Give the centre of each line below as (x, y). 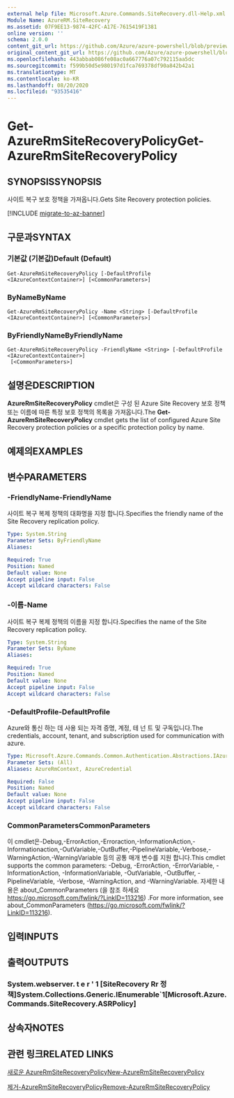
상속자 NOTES (36, 1028)
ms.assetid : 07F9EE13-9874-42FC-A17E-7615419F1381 (82, 27)
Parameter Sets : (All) (40, 763)
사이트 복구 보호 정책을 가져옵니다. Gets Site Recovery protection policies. (109, 199)
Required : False (31, 781)
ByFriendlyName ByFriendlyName (65, 335)
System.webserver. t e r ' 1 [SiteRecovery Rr (83, 984)
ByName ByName (37, 297)
